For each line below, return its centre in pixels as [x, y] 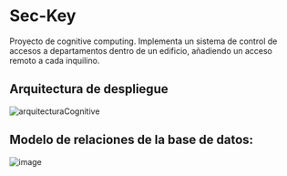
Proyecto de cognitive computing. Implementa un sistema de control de [143, 41]
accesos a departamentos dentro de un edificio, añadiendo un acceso [141, 50]
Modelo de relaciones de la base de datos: [131, 140]
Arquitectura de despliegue [89, 89]
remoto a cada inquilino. [55, 60]
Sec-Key [43, 16]
